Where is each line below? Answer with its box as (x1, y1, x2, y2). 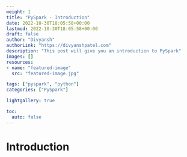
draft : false (6, 31, 39, 37)
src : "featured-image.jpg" (11, 70, 79, 76)
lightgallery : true (6, 97, 55, 104)
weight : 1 (6, 8, 31, 15)
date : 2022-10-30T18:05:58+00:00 (6, 20, 90, 26)
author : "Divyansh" (6, 37, 55, 43)
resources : (6, 59, 34, 65)
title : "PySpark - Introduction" (6, 14, 90, 20)
